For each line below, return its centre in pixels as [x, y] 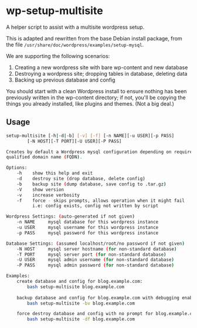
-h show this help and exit [55, 173]
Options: [17, 168]
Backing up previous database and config [65, 80]
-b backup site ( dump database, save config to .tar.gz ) [91, 184]
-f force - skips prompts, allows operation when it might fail [101, 201]
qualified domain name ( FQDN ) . [44, 157]
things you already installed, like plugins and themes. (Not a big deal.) [90, 103]
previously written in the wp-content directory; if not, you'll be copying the [96, 97]
